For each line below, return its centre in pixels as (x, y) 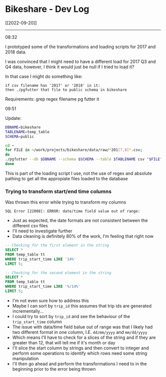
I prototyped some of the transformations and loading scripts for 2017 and (80, 47)
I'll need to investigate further (42, 231)
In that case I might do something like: (44, 76)
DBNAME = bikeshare (23, 127)
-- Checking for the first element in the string (57, 245)
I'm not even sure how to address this (50, 300)
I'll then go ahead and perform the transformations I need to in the (80, 364)
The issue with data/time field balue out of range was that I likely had (83, 327)
